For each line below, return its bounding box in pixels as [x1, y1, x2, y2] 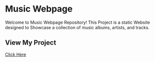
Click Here [5, 51, 26, 57]
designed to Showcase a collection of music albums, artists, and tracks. [5, 24, 150, 30]
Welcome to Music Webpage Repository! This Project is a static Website [5, 19, 150, 25]
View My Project [5, 39, 56, 47]
